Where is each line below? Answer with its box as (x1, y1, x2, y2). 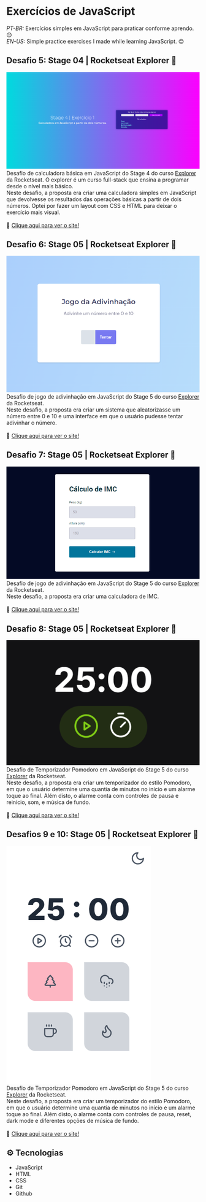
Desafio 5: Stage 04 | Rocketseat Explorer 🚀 (6, 55, 177, 66)
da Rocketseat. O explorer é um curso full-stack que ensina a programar (6, 176, 189, 183)
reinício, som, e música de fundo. (6, 798, 91, 806)
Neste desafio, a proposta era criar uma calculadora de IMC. (6, 593, 159, 600)
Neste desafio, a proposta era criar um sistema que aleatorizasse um (6, 406, 181, 413)
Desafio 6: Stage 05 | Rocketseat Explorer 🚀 (6, 239, 177, 250)
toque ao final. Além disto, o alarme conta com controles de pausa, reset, (6, 1110, 192, 1117)
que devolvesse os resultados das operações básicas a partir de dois (6, 195, 182, 203)
